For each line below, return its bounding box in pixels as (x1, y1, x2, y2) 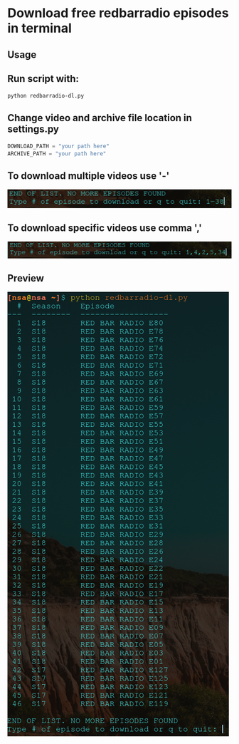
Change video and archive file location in (7, 112, 192, 124)
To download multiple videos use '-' (7, 170, 170, 182)
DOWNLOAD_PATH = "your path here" (7, 143, 110, 150)
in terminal (7, 20, 73, 36)
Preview (7, 272, 45, 284)
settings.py (7, 123, 59, 135)
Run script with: (7, 73, 80, 85)
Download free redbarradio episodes (7, 5, 229, 21)
